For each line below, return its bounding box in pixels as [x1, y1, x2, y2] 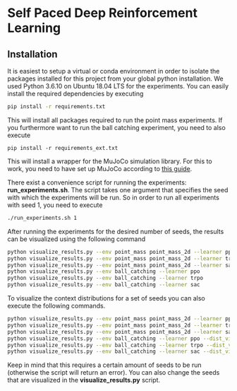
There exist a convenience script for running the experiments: [7, 178, 187, 187]
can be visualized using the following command [7, 235, 146, 243]
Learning [7, 20, 61, 36]
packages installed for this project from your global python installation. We [7, 74, 224, 83]
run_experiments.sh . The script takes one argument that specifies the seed [7, 185, 229, 194]
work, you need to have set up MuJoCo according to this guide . [7, 164, 193, 173]
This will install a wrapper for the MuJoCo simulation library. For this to [7, 157, 213, 165]
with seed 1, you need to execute [7, 200, 103, 209]
